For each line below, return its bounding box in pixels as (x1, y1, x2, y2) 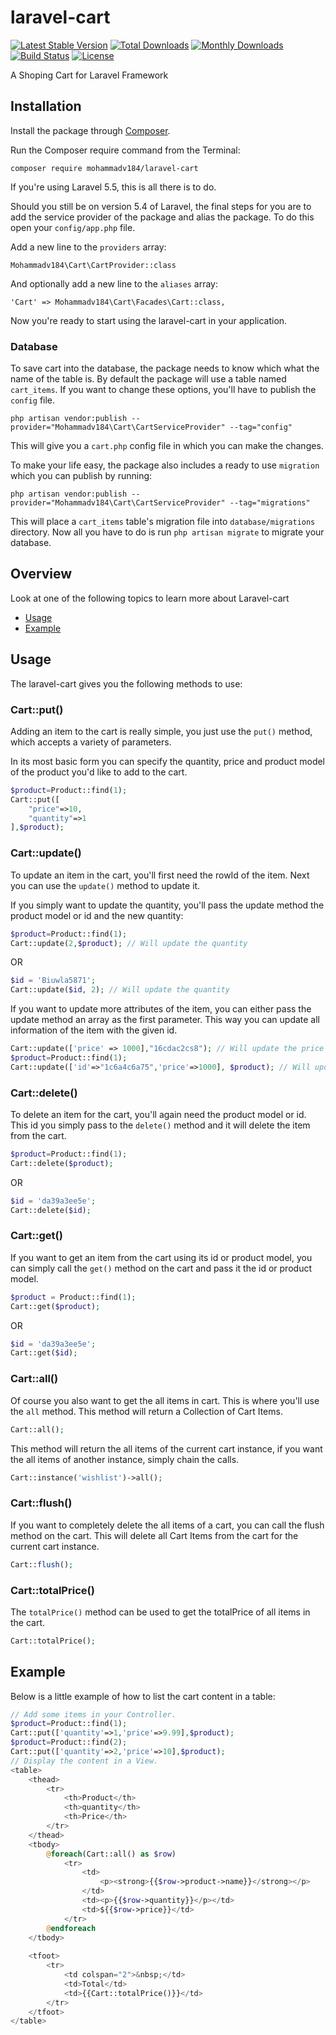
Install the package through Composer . (10, 124, 171, 136)
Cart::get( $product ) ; (10, 1301, 101, 1311)
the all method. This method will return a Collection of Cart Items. (10, 1405, 283, 1417)
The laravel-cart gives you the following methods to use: (10, 677, 243, 690)
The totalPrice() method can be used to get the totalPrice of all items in (10, 1606, 311, 1618)
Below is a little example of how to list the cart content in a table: (10, 1690, 276, 1702)
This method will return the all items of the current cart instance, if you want (10, 1442, 323, 1455)
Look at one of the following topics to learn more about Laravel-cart (10, 592, 290, 604)
